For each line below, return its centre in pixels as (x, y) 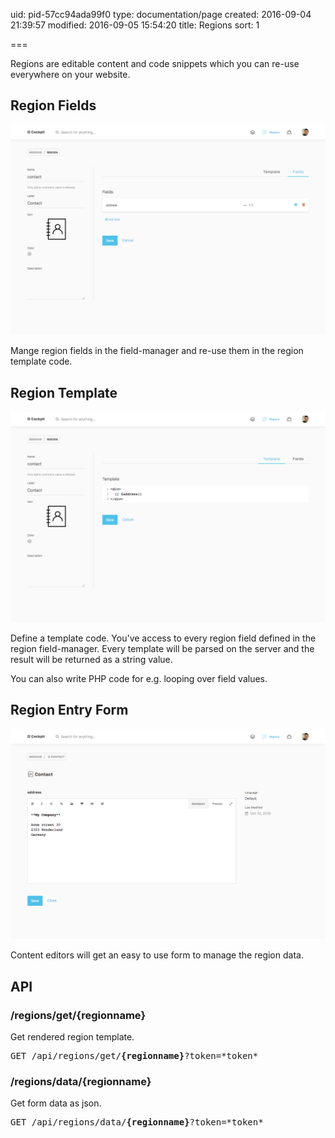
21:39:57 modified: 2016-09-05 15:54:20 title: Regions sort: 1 (135, 25)
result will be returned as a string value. (91, 659)
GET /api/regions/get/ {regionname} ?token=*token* (134, 1056)
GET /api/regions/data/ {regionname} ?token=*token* (137, 1122)
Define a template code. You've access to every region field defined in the (163, 638)
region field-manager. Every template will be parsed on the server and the (162, 648)
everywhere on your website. (70, 74)
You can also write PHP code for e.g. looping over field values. (139, 678)
